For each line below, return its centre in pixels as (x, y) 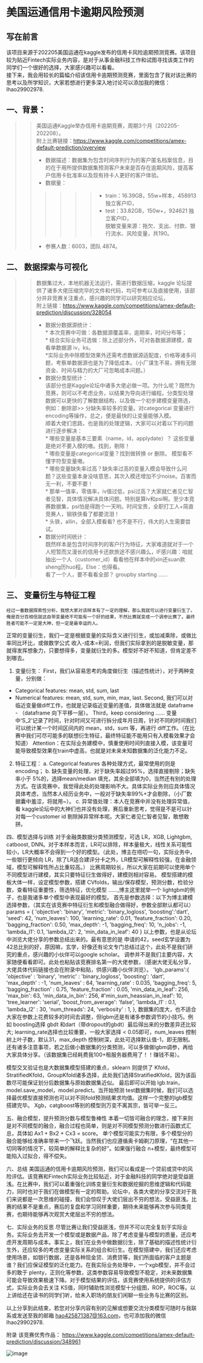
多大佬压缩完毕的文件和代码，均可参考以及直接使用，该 (121, 290)
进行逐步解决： (64, 431)
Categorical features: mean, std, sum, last (67, 691)
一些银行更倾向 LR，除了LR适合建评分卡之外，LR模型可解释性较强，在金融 (99, 860)
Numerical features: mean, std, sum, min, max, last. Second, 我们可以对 (104, 698)
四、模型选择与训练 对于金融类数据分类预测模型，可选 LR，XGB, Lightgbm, (99, 837)
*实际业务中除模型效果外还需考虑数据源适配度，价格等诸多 (118, 355)
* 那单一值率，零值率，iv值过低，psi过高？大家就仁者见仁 (117, 491)
